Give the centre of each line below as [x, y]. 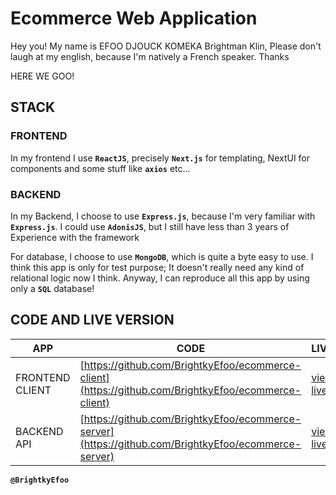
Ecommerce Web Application [134, 18]
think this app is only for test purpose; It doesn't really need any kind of [157, 267]
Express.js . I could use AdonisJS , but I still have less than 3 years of [150, 226]
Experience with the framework [75, 237]
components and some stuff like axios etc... [100, 168]
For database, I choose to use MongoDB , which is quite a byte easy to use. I [162, 256]
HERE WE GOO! [42, 76]
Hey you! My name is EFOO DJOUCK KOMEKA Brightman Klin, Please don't [166, 46]
